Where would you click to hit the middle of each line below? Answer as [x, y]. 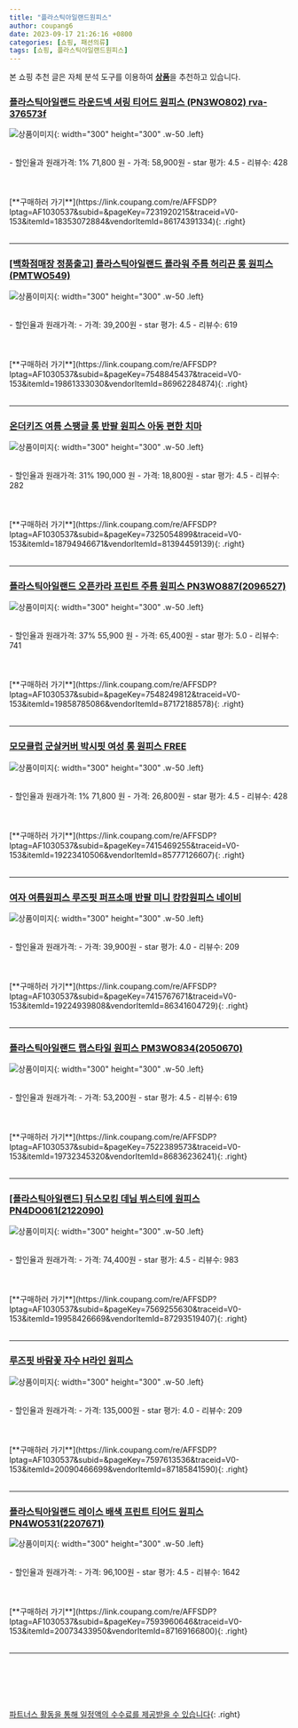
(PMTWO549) [40, 276]
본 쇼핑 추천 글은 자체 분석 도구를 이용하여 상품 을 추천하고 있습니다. [125, 77]
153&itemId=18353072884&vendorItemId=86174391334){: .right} [128, 221]
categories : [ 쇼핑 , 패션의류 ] [59, 42]
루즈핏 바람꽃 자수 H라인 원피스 [71, 1361]
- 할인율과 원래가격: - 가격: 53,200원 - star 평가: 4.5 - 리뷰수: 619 [123, 1097]
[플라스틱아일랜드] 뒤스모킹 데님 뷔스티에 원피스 [105, 1199]
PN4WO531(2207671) [57, 1523]
